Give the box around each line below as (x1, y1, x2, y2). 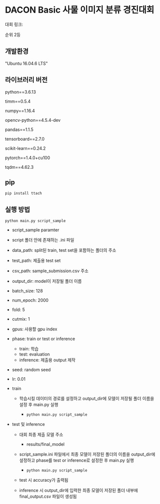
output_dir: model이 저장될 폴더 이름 (12, 278, 82, 284)
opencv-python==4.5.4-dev (5, 117, 61, 123)
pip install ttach (5, 191, 42, 196)
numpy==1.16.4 (5, 108, 35, 114)
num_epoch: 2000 (12, 297, 49, 303)
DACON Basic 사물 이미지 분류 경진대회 (5, 4, 155, 16)
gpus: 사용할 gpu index (12, 326, 58, 332)
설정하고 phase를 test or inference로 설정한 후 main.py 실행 (19, 457, 134, 463)
